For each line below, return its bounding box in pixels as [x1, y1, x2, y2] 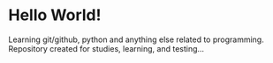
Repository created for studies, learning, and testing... [8, 43, 205, 53]
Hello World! [8, 5, 102, 25]
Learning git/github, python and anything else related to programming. [8, 34, 264, 45]
